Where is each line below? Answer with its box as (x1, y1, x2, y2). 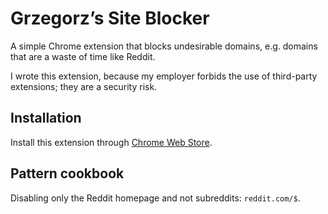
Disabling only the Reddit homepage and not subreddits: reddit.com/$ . (10, 192, 301, 204)
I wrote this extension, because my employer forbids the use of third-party (10, 70, 318, 82)
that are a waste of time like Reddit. (10, 50, 156, 62)
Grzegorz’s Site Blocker (10, 7, 210, 30)
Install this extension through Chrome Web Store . (10, 136, 213, 148)
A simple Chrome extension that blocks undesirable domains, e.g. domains (10, 40, 318, 52)
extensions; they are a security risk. (10, 80, 158, 92)
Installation (10, 110, 82, 127)
